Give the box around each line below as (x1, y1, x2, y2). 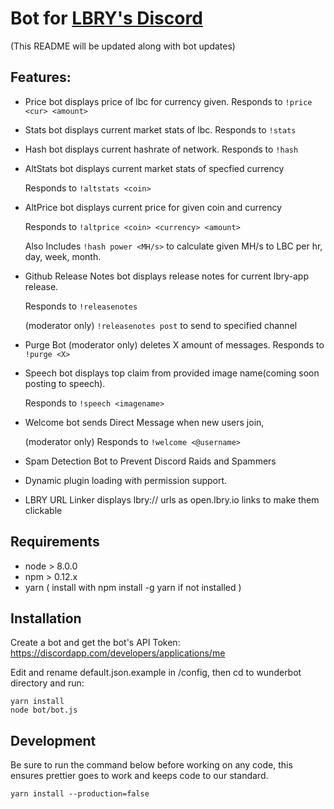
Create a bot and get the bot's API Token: (10, 637, 181, 649)
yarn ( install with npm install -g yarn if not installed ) (24, 581, 242, 593)
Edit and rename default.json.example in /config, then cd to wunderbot (10, 667, 302, 679)
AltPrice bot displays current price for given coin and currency (24, 201, 283, 213)
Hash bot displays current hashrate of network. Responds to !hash (24, 143, 299, 155)
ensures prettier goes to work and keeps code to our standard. (10, 770, 269, 782)
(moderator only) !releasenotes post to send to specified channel (24, 319, 298, 331)
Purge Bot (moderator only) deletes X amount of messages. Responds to (24, 338, 325, 351)
